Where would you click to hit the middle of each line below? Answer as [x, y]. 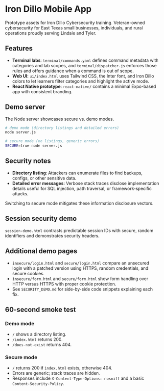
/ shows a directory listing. [39, 334]
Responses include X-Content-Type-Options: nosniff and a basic [78, 378]
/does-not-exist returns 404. [42, 345]
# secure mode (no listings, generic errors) [52, 141]
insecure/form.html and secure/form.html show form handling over [80, 279]
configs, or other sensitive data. [44, 178]
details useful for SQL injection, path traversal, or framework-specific [82, 188]
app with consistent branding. [42, 91]
